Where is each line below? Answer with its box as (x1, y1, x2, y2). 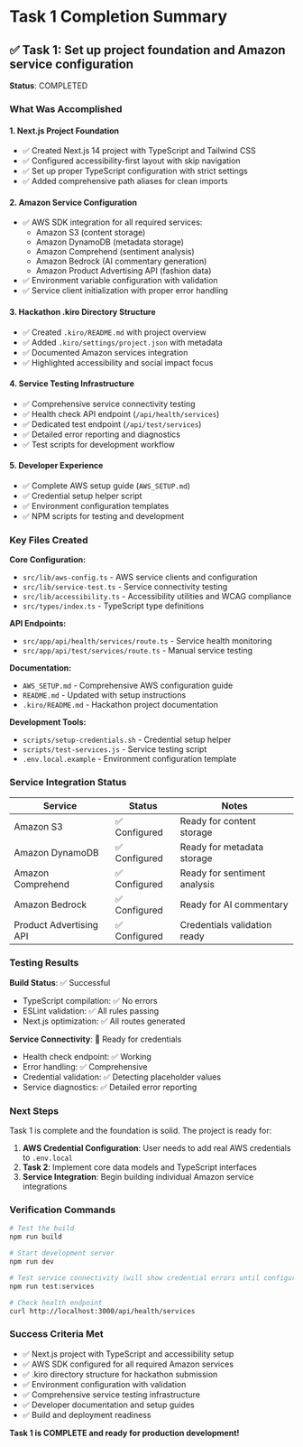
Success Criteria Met (9, 1328, 104, 1340)
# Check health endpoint (9, 1298, 103, 1307)
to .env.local (22, 1153, 74, 1164)
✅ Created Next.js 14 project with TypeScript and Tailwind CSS (22, 145, 256, 156)
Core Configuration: (9, 554, 87, 565)
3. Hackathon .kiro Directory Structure (9, 306, 156, 317)
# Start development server (9, 1248, 115, 1258)
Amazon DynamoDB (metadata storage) (35, 237, 185, 247)
